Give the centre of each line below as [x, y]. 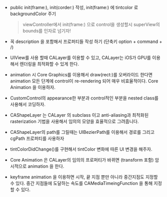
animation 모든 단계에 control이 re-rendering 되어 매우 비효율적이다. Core [84, 81]
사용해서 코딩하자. [28, 104]
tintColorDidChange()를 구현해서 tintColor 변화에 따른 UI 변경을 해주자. [81, 149]
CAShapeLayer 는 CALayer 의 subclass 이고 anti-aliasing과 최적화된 [79, 115]
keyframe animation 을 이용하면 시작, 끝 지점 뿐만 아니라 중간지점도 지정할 [84, 177]
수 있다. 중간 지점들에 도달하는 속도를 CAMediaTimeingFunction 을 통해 [81, 183]
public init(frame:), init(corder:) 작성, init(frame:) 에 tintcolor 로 [74, 7]
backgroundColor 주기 [33, 14]
